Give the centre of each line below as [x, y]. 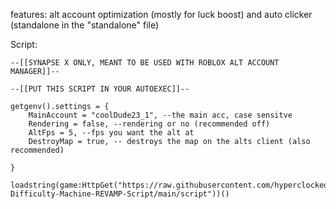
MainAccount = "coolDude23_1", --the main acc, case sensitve [160, 115]
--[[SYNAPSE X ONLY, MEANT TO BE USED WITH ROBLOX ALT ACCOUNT [145, 63]
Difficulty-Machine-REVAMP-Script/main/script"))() [120, 194]
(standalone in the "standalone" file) [85, 25]
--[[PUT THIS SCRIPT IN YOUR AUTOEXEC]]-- [100, 89]
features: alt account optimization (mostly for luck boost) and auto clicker [161, 14]
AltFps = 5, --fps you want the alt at [111, 133]
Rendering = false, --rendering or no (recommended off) [149, 124]
